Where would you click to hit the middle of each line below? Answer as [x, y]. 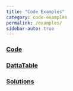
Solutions [20, 81]
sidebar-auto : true [30, 28]
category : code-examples [37, 17]
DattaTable [22, 65]
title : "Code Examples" [36, 12]
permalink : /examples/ [34, 23]
